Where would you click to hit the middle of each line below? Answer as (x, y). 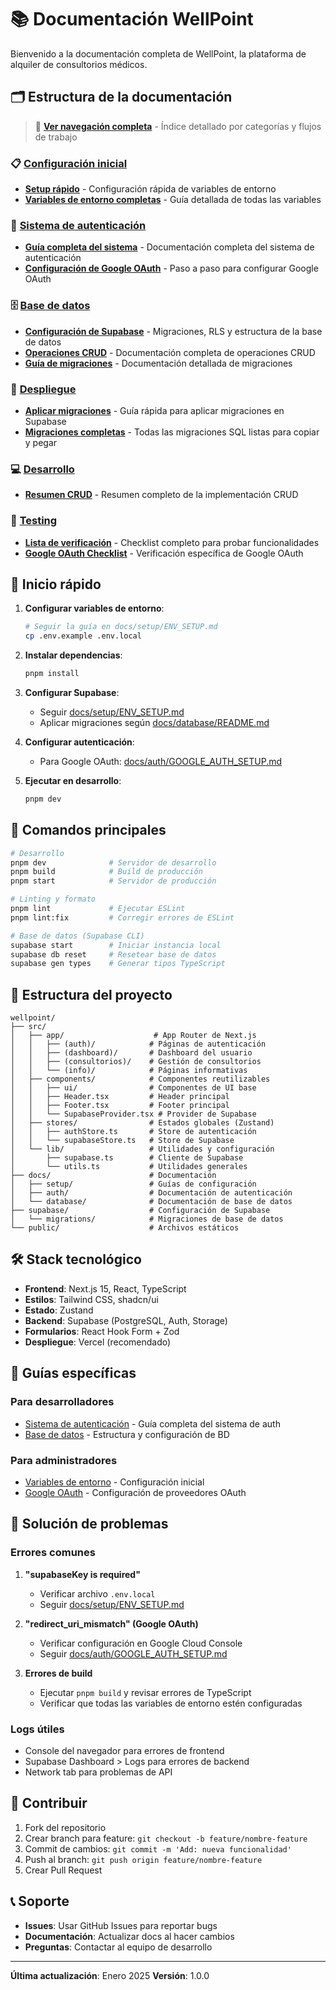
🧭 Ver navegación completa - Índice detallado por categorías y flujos (178, 126)
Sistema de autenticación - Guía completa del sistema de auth (152, 1423)
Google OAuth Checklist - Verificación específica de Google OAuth (164, 553)
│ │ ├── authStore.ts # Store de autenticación (133, 1132)
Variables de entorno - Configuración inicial (114, 1482)
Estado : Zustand (59, 1310)
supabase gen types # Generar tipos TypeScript (118, 964)
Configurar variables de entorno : (94, 608)
